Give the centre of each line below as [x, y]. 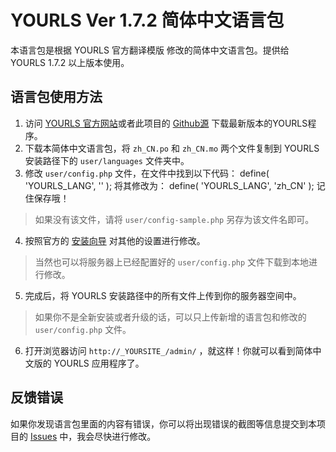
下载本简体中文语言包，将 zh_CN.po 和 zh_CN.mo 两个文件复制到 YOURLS [172, 148]
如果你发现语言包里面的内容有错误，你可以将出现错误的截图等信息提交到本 [163, 423]
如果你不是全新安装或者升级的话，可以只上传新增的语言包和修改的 [170, 317]
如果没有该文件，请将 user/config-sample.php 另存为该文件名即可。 [174, 219]
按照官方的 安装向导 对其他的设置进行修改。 [115, 240]
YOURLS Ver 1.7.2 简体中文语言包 [147, 20]
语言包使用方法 [56, 97]
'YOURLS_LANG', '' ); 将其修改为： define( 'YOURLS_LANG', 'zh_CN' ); [169, 185]
